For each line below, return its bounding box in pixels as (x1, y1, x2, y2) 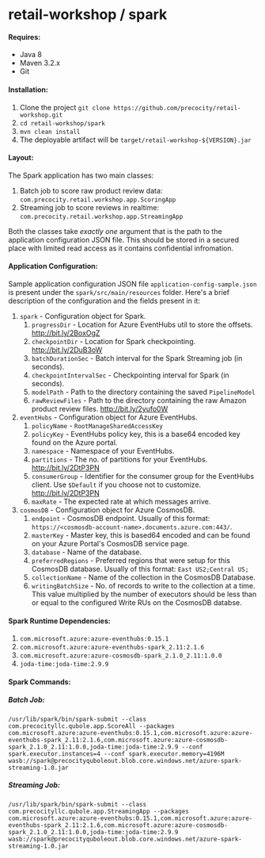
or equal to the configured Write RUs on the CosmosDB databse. (31, 598, 243, 607)
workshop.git (19, 111, 63, 119)
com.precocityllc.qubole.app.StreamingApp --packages (8, 807, 190, 815)
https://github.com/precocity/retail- (113, 104, 241, 112)
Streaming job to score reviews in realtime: (19, 202, 160, 212)
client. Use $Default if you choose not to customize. (31, 480, 202, 489)
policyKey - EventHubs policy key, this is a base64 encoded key (31, 430, 240, 439)
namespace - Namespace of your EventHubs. (31, 446, 175, 455)
